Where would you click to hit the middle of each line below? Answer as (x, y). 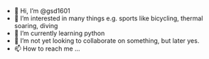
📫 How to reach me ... (47, 48)
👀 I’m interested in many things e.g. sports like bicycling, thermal (108, 18)
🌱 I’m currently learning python (59, 33)
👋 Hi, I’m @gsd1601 (42, 11)
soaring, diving (36, 26)
